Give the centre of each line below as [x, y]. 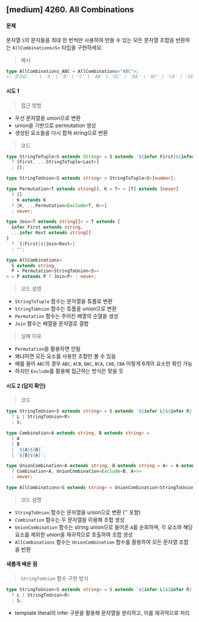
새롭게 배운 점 [22, 564]
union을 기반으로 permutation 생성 [55, 125]
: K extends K [29, 200]
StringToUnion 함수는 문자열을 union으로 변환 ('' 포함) [78, 512]
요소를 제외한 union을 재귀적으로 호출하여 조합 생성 [74, 534]
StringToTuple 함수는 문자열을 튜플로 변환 [64, 302]
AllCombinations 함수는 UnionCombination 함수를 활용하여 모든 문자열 [96, 542]
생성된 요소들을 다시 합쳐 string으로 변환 [61, 132]
